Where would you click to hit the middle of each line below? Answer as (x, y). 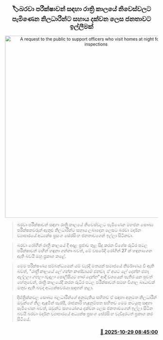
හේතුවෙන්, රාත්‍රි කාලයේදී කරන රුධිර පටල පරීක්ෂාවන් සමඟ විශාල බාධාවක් (86, 282)
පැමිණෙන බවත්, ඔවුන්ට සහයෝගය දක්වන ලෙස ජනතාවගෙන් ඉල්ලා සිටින (85, 308)
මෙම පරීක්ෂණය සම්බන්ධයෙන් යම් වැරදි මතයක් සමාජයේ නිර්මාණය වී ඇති (85, 266)
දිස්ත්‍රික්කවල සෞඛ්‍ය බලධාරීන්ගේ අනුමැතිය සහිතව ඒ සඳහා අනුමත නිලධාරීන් (87, 297)
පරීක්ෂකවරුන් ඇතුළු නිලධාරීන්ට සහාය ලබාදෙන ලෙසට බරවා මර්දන (79, 230)
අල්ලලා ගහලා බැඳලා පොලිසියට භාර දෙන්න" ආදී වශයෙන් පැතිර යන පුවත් (85, 276)
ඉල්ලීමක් (81, 27)
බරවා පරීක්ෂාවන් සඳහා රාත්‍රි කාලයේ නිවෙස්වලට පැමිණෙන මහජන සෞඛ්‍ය (85, 224)
